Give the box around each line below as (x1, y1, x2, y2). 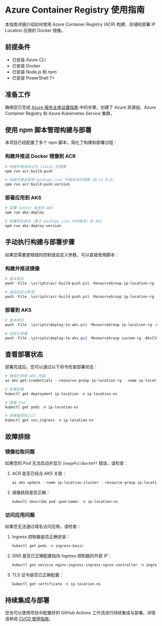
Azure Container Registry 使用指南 (5, 4, 145, 16)
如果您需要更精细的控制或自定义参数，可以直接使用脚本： (5, 251, 119, 257)
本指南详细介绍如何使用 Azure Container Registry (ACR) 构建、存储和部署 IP (5, 21, 156, 27)
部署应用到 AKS (5, 194, 42, 201)
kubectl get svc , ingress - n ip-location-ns (5, 418, 94, 423)
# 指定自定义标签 (5, 289, 35, 295)
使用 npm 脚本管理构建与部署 (5, 125, 92, 134)
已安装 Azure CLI (12, 57, 46, 63)
